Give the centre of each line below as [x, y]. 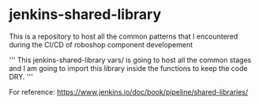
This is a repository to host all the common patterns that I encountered [124, 36]
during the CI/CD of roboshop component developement [101, 44]
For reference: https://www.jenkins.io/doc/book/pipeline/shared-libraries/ [129, 91]
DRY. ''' [21, 76]
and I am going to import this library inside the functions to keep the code [128, 68]
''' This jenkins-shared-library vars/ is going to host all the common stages [130, 60]
